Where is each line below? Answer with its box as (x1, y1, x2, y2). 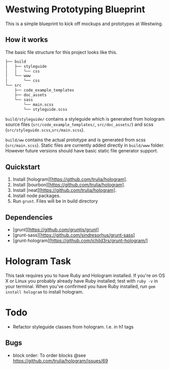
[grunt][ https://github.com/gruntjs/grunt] (12, 227, 99, 232)
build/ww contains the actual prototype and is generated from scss (5, 137, 146, 143)
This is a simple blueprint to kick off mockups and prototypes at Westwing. (5, 21, 163, 27)
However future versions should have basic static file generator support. (5, 148, 158, 154)
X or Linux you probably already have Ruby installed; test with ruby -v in (5, 278, 158, 284)
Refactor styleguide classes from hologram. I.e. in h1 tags (12, 323, 134, 329)
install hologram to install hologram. (5, 288, 84, 295)
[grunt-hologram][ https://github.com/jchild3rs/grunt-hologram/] (12, 238, 148, 243)
